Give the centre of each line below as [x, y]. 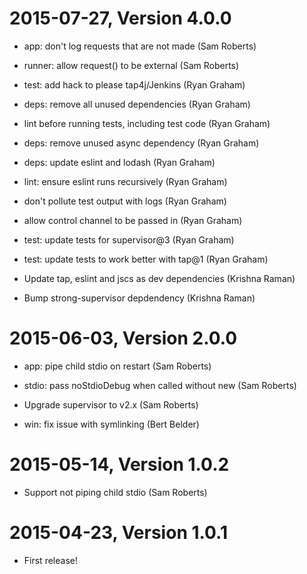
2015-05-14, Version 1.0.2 [119, 464]
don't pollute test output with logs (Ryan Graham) [125, 201]
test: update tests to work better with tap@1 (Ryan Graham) [146, 259]
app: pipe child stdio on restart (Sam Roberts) [117, 366]
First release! [50, 560]
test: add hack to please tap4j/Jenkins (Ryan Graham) [134, 84]
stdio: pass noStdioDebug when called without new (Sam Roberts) [160, 385]
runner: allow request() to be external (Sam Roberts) [131, 65]
